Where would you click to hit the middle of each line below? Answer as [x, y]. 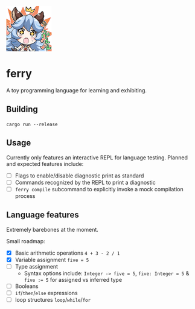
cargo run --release [32, 124]
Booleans [27, 286]
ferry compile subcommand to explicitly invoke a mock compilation [99, 189]
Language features [43, 215]
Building [22, 110]
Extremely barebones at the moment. [52, 229]
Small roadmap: [26, 241]
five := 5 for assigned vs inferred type [73, 279]
